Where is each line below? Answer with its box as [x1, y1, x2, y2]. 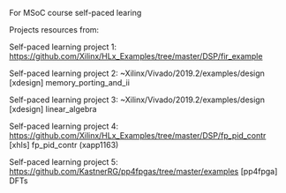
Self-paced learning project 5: [9, 157, 118, 167]
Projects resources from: [9, 25, 100, 34]
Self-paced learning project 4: [9, 121, 119, 131]
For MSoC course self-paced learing [9, 8, 142, 18]
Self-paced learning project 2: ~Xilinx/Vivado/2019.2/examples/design [9, 68, 265, 78]
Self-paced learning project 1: [9, 41, 117, 52]
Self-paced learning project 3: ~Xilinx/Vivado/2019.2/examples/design [9, 94, 265, 105]
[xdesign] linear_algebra [9, 104, 97, 114]
